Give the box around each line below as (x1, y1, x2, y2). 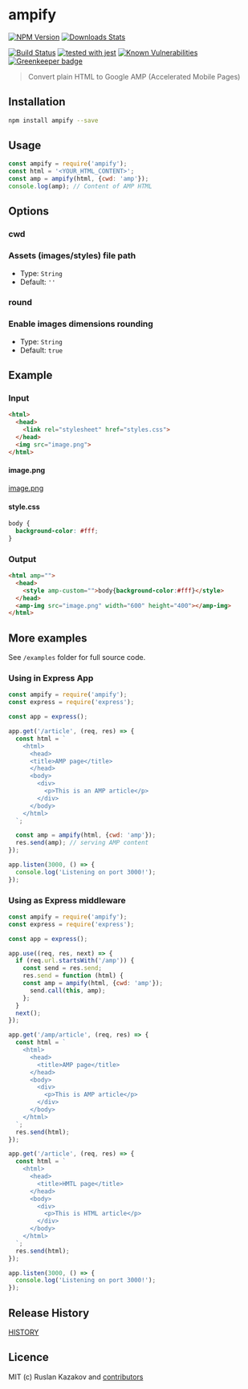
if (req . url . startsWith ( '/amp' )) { (15, 957, 135, 965)
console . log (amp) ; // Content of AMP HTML (8, 182, 152, 190)
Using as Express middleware (8, 894, 126, 906)
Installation (8, 95, 66, 109)
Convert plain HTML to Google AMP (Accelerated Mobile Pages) (27, 71, 241, 81)
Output (8, 553, 37, 564)
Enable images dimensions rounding (8, 319, 154, 330)
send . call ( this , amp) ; (29, 986, 106, 995)
